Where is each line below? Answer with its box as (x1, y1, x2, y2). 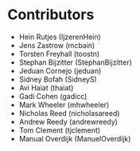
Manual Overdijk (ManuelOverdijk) (18, 133, 131, 143)
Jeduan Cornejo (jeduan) (18, 66, 102, 75)
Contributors (7, 6, 95, 24)
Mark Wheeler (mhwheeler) (18, 100, 110, 109)
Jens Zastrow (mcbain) (18, 40, 95, 50)
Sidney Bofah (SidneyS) (18, 74, 97, 84)
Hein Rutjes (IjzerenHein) (18, 32, 101, 42)
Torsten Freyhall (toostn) (18, 49, 100, 58)
